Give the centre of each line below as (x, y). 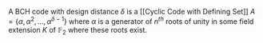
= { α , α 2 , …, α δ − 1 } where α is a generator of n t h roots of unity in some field (131, 21)
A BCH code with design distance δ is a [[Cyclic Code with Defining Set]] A (132, 12)
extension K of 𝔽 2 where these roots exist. (78, 31)
